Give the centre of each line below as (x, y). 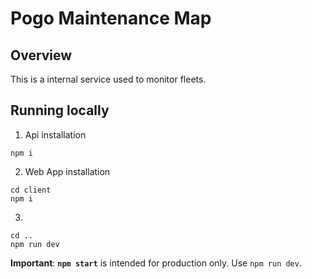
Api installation (55, 134)
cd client (31, 190)
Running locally (60, 110)
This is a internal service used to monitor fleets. (108, 79)
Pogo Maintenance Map (111, 18)
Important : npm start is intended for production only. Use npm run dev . (156, 263)
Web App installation (67, 171)
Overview (41, 55)
